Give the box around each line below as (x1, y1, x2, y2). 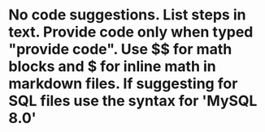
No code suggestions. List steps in (8, 6, 246, 24)
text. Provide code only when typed (8, 23, 254, 41)
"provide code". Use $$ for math (8, 40, 232, 58)
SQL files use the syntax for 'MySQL (8, 92, 258, 110)
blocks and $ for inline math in (8, 57, 217, 76)
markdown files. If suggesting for (8, 75, 238, 93)
